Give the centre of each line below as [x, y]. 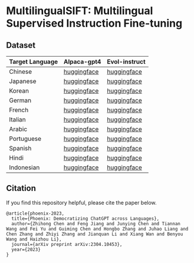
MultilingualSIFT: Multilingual [80, 11]
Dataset [21, 45]
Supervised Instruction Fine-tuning [94, 23]
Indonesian [24, 167]
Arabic [18, 129]
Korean [19, 91]
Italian [18, 119]
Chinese [21, 72]
